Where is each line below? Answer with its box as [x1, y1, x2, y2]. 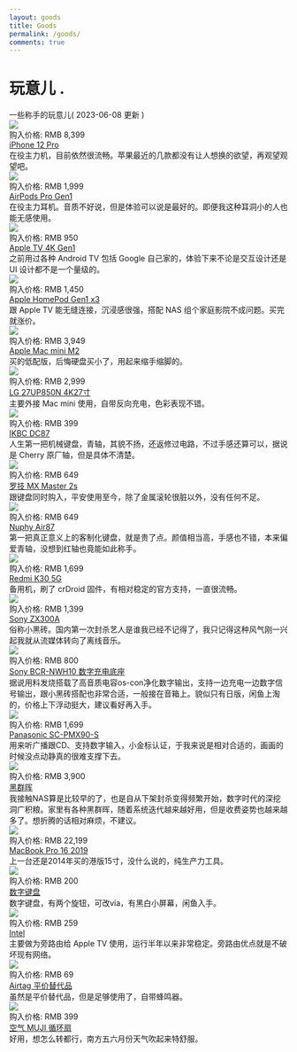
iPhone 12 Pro [9, 139, 59, 151]
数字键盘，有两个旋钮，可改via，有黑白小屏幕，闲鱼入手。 [9, 898, 222, 908]
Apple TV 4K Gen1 [9, 243, 76, 253]
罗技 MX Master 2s [9, 480, 78, 492]
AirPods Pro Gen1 [9, 191, 73, 202]
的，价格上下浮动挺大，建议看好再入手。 [9, 699, 156, 710]
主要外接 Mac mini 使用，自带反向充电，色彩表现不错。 [9, 398, 209, 409]
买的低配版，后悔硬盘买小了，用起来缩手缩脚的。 [9, 356, 187, 367]
